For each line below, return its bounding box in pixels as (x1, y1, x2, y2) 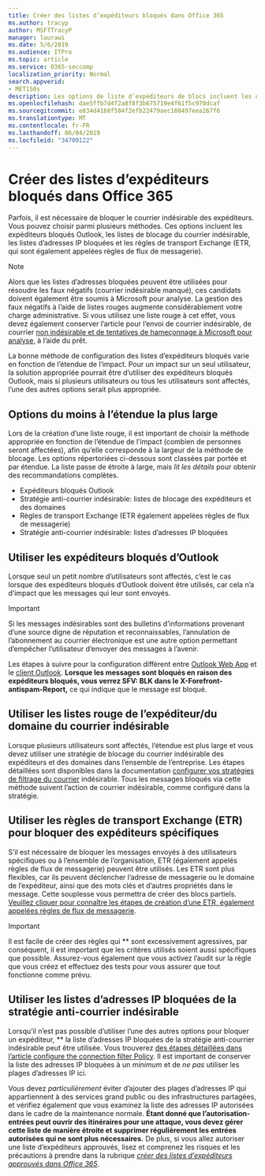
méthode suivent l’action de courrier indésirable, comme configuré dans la (8, 782, 250, 792)
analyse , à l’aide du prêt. (8, 336, 88, 346)
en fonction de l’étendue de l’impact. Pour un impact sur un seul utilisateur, (8, 360, 251, 369)
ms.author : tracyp (8, 19, 69, 27)
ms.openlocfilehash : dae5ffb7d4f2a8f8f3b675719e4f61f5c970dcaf (8, 99, 221, 107)
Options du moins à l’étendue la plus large (8, 407, 218, 421)
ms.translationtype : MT (8, 114, 87, 122)
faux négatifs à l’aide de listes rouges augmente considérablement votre (8, 302, 243, 312)
